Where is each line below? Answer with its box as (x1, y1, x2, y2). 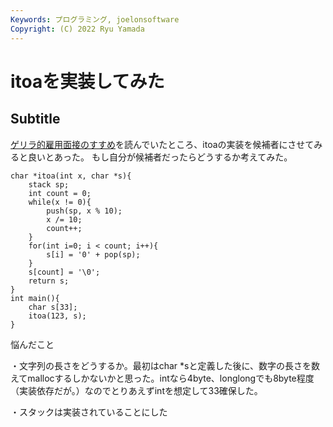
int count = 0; (28, 188, 92, 198)
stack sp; (28, 179, 70, 190)
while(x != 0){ (28, 197, 92, 207)
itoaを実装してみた (10, 70, 165, 93)
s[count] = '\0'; (28, 267, 101, 277)
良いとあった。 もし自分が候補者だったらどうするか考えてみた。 (27, 151, 293, 163)
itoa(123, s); (28, 311, 87, 321)
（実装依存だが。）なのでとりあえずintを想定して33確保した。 (10, 384, 263, 396)
